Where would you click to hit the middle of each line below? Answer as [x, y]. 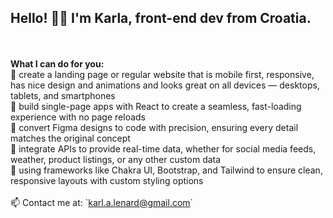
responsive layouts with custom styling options [107, 180]
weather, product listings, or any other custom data [116, 159]
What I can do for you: [57, 63]
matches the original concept [70, 138]
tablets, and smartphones [63, 95]
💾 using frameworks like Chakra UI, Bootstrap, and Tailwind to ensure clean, [166, 170]
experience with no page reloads [78, 117]
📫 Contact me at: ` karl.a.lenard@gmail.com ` [102, 202]
